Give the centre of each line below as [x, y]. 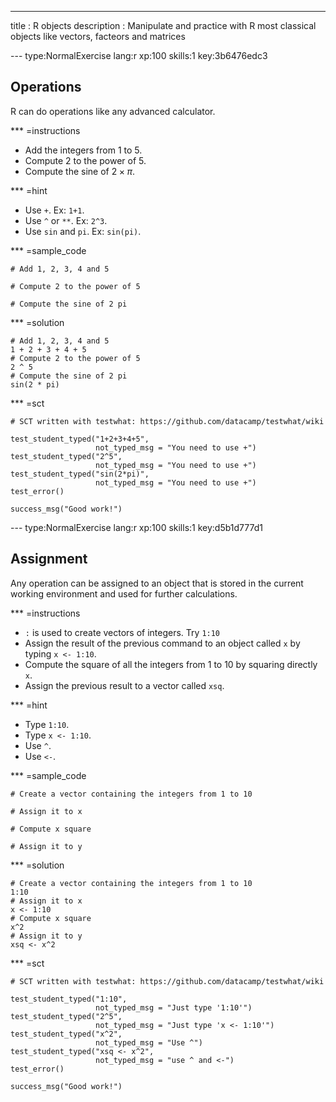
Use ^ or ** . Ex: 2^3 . [66, 220]
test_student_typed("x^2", [66, 1034]
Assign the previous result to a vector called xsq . [124, 685]
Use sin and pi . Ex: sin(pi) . [83, 231]
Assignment [49, 559]
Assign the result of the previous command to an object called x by [162, 643]
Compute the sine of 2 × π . [80, 171]
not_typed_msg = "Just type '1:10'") [174, 1007]
